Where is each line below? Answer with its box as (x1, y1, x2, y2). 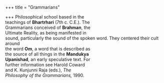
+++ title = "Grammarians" (5, 4, 60, 10)
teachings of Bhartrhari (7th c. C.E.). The (5, 19, 90, 25)
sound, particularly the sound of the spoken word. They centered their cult (5, 35, 159, 41)
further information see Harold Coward (5, 62, 85, 67)
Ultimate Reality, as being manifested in (5, 30, 86, 35)
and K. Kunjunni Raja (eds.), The (5, 67, 71, 73)
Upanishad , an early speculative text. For (5, 56, 90, 62)
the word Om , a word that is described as (5, 46, 90, 51)
